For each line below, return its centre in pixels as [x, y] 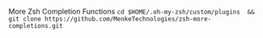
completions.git [36, 26]
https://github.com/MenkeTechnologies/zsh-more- [128, 19]
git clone [25, 19]
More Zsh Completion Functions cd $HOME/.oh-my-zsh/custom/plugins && [131, 11]
